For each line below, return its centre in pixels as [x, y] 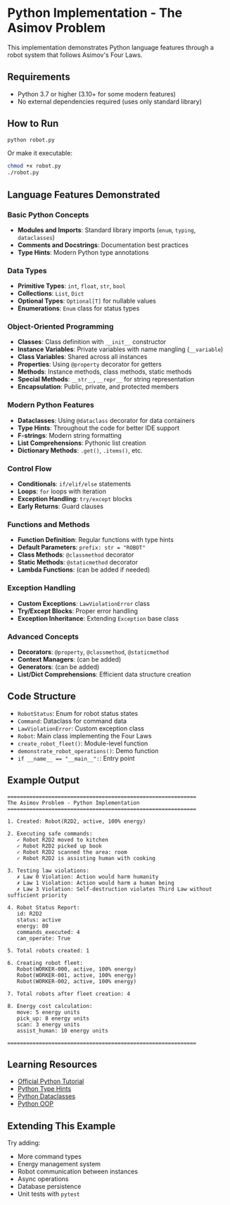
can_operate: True [44, 938]
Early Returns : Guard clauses [60, 506]
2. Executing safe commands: [50, 833]
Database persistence [49, 1187]
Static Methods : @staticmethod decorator [78, 562]
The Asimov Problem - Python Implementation [74, 803]
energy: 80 [33, 926]
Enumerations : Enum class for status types [78, 308]
